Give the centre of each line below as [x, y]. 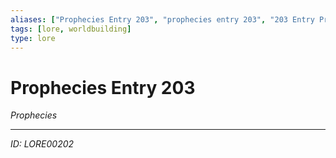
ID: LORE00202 [42, 144]
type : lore [33, 38]
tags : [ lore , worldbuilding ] [71, 29]
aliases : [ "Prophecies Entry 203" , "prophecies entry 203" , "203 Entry [162, 19]
